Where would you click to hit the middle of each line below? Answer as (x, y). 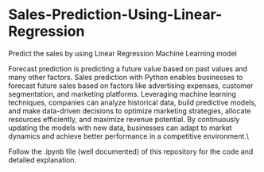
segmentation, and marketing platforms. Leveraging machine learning (122, 94)
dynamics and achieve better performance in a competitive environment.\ (128, 136)
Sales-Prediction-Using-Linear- (115, 15)
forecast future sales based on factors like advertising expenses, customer (131, 86)
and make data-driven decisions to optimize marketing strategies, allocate (130, 111)
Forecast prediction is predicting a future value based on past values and (128, 68)
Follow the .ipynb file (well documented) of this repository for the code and (131, 151)
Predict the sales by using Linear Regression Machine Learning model (122, 53)
